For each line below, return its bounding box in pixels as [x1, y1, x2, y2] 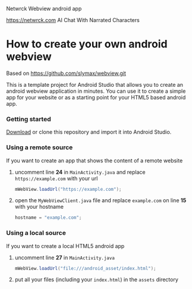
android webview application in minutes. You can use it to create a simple [6, 87, 186, 95]
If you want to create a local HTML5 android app [6, 242, 125, 249]
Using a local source [6, 229, 67, 237]
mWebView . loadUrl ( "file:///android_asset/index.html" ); [14, 265, 156, 271]
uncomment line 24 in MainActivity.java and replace [14, 168, 146, 175]
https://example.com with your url [14, 175, 98, 182]
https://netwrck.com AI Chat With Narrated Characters [6, 17, 140, 23]
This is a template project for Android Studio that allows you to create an [6, 81, 183, 88]
